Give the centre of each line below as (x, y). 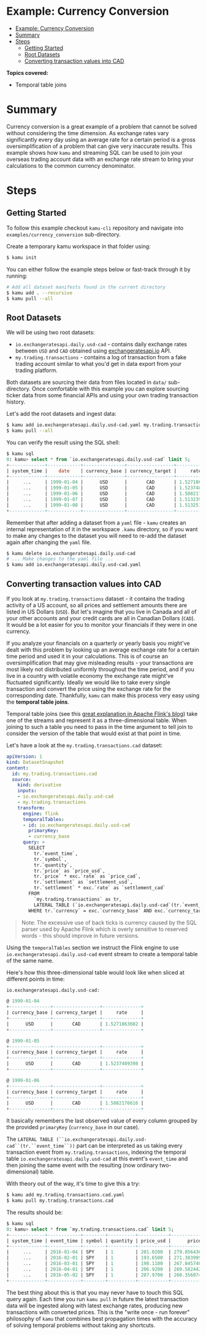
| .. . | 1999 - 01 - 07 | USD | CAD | (91, 499)
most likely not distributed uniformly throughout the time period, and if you (100, 669)
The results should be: (35, 1212)
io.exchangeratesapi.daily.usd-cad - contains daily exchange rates (101, 344)
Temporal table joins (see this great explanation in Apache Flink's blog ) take (102, 714)
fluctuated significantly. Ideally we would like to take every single (88, 682)
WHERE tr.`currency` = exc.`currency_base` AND (90, 911)
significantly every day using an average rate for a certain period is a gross (101, 139)
